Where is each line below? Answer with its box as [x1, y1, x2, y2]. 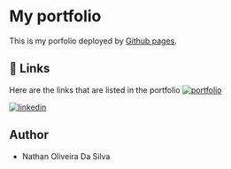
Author [9, 127, 49, 142]
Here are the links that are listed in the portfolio [9, 84, 181, 95]
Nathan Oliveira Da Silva [21, 150, 111, 161]
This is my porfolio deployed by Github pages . [9, 35, 177, 46]
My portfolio [9, 6, 102, 27]
